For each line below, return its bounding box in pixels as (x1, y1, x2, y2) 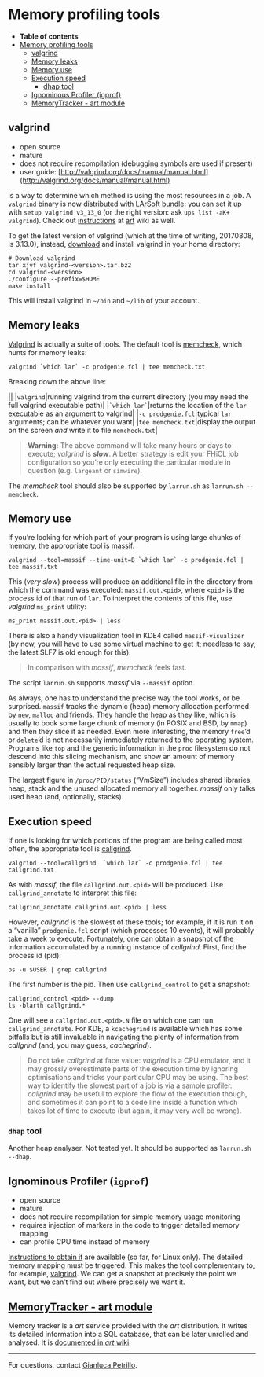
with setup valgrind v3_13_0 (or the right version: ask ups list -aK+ (8, 207, 230, 217)
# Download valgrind (8, 254, 76, 263)
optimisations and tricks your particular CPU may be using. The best (27, 1073, 249, 1082)
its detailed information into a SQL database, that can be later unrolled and (8, 1330, 249, 1339)
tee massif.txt (8, 564, 58, 571)
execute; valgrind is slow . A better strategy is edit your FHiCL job (27, 449, 239, 458)
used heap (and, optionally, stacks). (8, 792, 124, 802)
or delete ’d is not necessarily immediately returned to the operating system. (8, 735, 254, 744)
